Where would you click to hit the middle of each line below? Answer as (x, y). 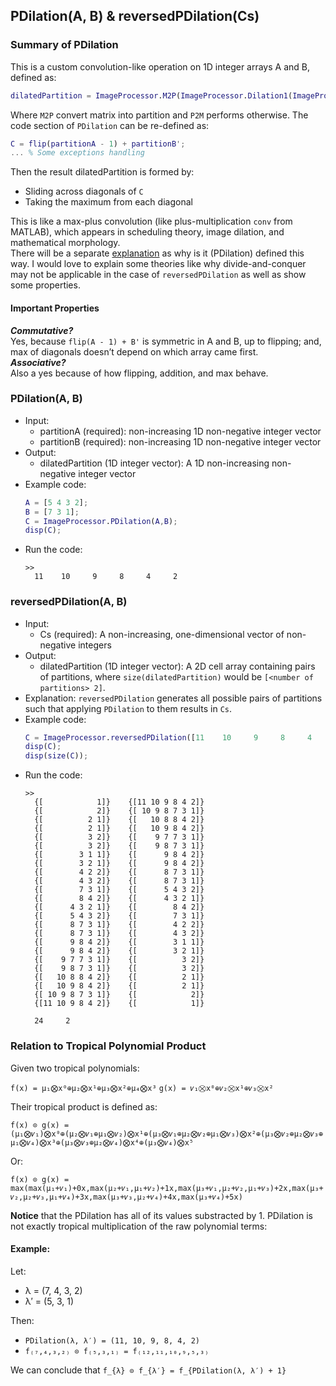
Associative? (38, 362)
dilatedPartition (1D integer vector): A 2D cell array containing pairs (177, 666)
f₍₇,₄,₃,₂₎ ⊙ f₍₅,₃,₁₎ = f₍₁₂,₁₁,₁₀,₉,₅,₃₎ (117, 1351)
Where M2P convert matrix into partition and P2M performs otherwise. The (159, 115)
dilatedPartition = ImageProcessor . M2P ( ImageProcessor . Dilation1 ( (151, 95)
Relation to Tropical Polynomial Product (108, 1046)
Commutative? (42, 330)
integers (95, 645)
